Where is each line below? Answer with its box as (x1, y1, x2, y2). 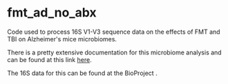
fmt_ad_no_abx (7, 5, 97, 21)
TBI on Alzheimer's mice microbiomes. (7, 34, 117, 43)
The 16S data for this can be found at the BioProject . (7, 69, 158, 77)
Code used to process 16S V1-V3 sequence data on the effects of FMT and (7, 28, 220, 36)
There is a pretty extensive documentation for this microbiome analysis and (7, 48, 222, 56)
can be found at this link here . (7, 55, 92, 63)
